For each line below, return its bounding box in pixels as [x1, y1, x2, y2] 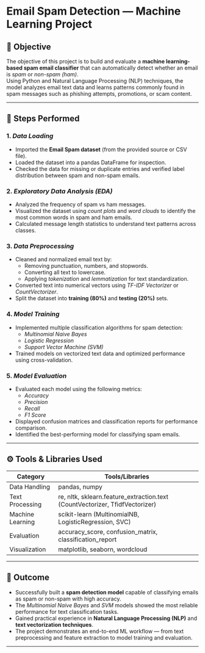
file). [15, 152, 27, 159]
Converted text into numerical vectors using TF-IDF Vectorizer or [15, 282, 179, 289]
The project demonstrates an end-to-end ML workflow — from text [15, 627, 184, 635]
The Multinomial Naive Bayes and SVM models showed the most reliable [15, 601, 198, 608]
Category [16, 472, 45, 480]
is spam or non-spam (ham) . [6, 71, 79, 78]
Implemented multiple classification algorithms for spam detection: [15, 323, 183, 331]
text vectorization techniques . [15, 621, 93, 628]
